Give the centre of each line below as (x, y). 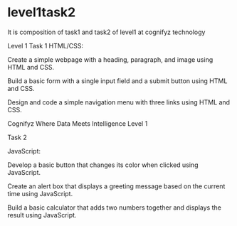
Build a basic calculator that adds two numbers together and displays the (115, 208)
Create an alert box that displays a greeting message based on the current (116, 186)
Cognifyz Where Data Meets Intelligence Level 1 (78, 123)
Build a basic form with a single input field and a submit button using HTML (117, 81)
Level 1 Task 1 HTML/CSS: (46, 45)
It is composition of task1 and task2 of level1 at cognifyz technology (106, 32)
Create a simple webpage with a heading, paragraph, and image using (110, 59)
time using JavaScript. (40, 193)
